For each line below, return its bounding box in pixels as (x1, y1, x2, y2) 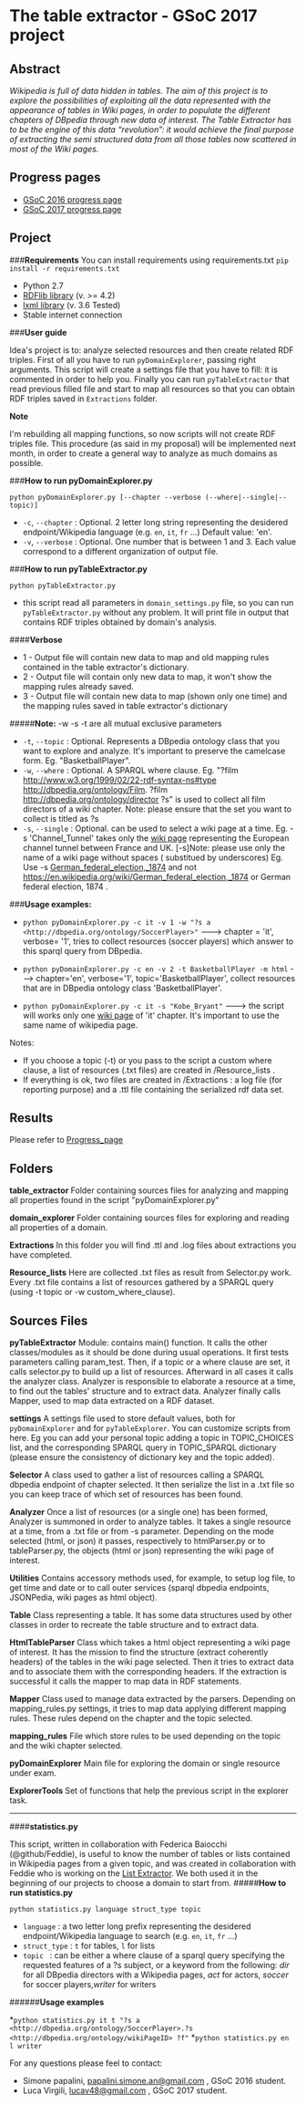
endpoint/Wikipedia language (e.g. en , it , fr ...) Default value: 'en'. (22, 526, 272, 537)
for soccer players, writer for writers (22, 1979, 157, 1990)
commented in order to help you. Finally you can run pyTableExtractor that (9, 373, 290, 384)
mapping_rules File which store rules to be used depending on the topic (9, 1730, 281, 1742)
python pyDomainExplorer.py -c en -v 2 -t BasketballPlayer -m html (22, 964, 289, 974)
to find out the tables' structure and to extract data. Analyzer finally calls (9, 1385, 280, 1396)
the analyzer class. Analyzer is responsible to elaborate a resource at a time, (9, 1376, 296, 1387)
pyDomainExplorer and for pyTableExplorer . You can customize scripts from (9, 1423, 291, 1434)
